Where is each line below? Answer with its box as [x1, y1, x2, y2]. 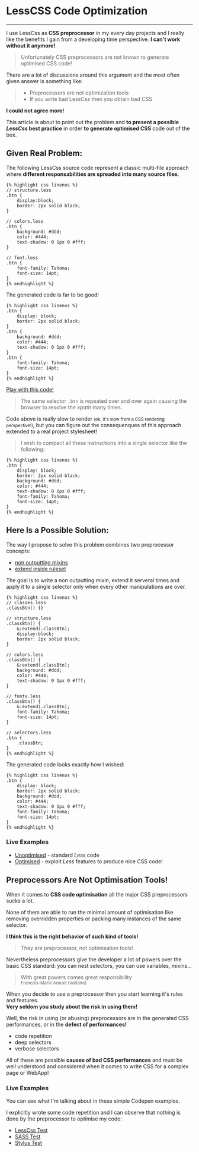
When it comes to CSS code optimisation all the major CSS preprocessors [6, 891, 188, 898]
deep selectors [14, 1039, 52, 1046]
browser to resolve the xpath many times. [20, 403, 123, 411]
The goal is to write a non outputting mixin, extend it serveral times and [6, 576, 179, 583]
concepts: [6, 547, 31, 554]
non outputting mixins [14, 558, 68, 566]
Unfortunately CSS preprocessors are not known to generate [20, 53, 169, 61]
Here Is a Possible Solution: [6, 525, 110, 535]
